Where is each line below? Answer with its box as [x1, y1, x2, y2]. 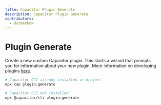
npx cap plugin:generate [5, 82, 56, 87]
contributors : [5, 16, 34, 21]
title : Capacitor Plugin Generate [5, 7, 76, 12]
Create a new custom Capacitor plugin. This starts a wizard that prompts [5, 58, 151, 64]
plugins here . [5, 68, 32, 74]
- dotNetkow [9, 20, 34, 26]
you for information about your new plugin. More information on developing [5, 63, 157, 69]
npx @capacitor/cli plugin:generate [5, 95, 80, 100]
